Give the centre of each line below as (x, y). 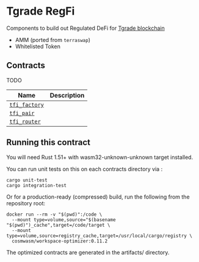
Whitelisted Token (38, 46)
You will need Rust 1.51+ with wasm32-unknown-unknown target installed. (100, 157)
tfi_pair (22, 113)
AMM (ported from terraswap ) (52, 40)
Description (67, 95)
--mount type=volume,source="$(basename (64, 220)
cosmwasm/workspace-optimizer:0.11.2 (60, 241)
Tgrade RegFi (41, 11)
